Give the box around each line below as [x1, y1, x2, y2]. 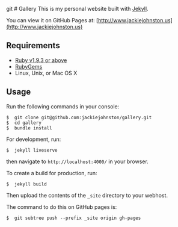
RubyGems [14, 63, 43, 70]
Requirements [6, 40, 60, 51]
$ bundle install [6, 125, 52, 131]
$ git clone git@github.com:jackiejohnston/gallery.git [6, 114, 152, 120]
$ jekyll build [6, 181, 47, 187]
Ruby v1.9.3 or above [14, 57, 67, 64]
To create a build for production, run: [6, 169, 97, 176]
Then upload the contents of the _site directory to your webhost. [6, 191, 168, 199]
